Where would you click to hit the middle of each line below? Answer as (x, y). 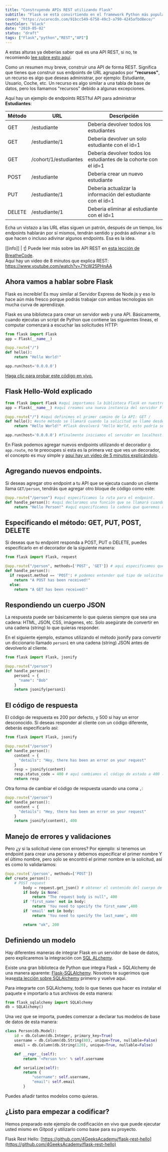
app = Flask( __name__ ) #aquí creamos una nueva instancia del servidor (81, 408)
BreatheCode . (19, 255)
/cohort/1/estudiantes (57, 159)
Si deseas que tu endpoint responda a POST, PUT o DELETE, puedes (76, 542)
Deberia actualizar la (112, 188)
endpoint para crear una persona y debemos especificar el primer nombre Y (84, 854)
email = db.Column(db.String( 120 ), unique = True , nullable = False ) (84, 1045)
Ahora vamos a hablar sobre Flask (59, 282)
